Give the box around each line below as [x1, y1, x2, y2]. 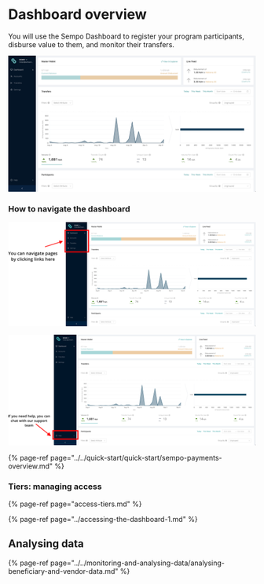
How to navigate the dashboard [8, 204, 131, 215]
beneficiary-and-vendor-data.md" [8, 566, 119, 575]
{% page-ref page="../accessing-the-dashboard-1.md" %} [8, 514, 198, 523]
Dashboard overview [8, 6, 147, 24]
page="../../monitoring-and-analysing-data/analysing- [49, 558, 225, 567]
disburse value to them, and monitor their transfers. [8, 39, 175, 49]
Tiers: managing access [8, 481, 102, 492]
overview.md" [8, 461, 53, 471]
